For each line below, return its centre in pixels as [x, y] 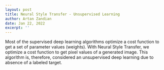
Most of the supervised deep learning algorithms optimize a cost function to [82, 42]
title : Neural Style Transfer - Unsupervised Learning [63, 14]
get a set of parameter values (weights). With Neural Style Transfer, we [77, 47]
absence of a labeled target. [34, 63]
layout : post [18, 10]
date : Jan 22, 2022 [25, 23]
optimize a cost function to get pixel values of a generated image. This [77, 52]
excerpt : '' [17, 28]
